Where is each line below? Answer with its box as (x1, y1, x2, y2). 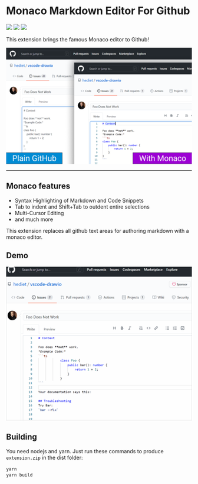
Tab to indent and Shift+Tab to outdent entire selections (14, 203, 150, 210)
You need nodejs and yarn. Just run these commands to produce (6, 447, 164, 454)
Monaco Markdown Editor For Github (6, 4, 190, 18)
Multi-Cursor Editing (14, 209, 64, 216)
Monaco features (6, 181, 71, 191)
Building (6, 432, 37, 442)
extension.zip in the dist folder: (6, 454, 84, 461)
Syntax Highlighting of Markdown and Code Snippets (14, 197, 144, 204)
